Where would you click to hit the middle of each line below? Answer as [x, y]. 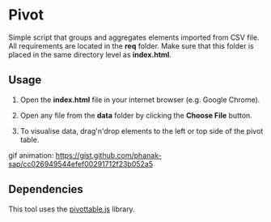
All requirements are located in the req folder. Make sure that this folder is [131, 45]
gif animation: [31, 155]
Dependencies [46, 189]
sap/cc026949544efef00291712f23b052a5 [81, 164]
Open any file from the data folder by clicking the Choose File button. [136, 115]
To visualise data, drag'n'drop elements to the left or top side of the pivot [142, 130]
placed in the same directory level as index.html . [90, 54]
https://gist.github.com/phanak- [108, 155]
